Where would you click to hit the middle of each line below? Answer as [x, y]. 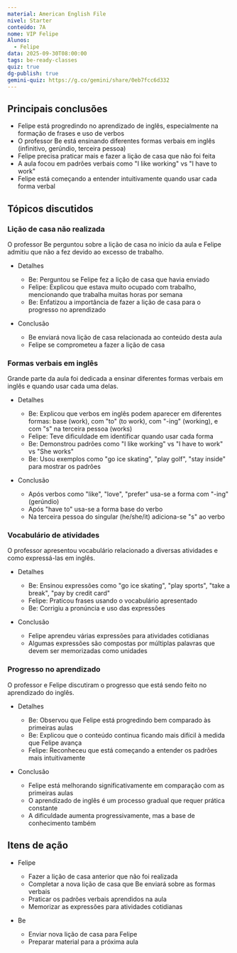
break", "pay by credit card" [69, 593]
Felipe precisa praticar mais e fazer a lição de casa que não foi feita [116, 156]
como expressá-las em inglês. [51, 558]
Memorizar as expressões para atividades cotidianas [105, 906]
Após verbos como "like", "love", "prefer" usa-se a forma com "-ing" [128, 494]
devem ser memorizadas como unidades [88, 651]
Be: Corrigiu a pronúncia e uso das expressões [97, 608]
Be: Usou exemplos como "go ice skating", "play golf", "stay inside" [127, 459]
